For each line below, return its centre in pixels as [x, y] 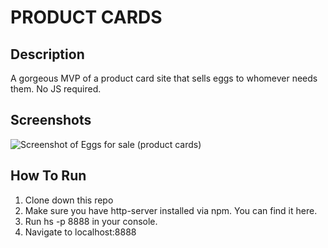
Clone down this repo [69, 200]
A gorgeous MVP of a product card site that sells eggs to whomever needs [164, 78]
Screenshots [51, 120]
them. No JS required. [56, 89]
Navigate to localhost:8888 [80, 232]
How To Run [48, 176]
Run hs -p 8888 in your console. [91, 221]
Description [47, 54]
